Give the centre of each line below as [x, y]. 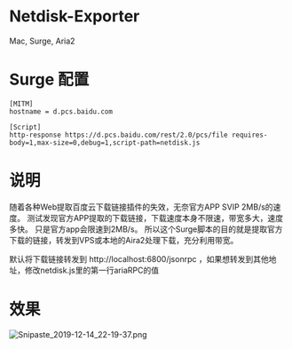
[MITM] [21, 104]
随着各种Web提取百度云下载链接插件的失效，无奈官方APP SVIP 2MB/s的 [141, 207]
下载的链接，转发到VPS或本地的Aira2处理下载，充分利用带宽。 [124, 240]
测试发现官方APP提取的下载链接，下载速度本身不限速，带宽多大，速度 [155, 218]
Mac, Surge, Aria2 [42, 41]
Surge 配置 [49, 79]
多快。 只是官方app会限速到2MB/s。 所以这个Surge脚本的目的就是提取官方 [146, 229]
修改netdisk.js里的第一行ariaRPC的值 [92, 270]
